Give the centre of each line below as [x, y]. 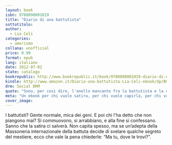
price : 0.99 [18, 53]
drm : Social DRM [23, 86]
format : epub [19, 58]
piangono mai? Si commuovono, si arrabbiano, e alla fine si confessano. [81, 120]
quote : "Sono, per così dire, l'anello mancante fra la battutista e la [84, 91]
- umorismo [21, 44]
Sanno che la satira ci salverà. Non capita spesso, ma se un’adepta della [81, 126]
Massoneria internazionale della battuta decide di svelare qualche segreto [83, 132]
